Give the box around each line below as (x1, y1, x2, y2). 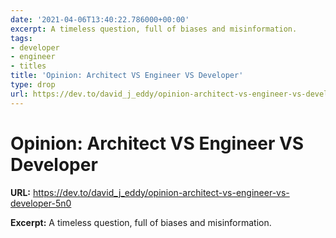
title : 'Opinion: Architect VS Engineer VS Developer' (10, 71, 244, 81)
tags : (10, 33, 33, 43)
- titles (10, 61, 47, 71)
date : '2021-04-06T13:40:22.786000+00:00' (10, 14, 190, 25)
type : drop (10, 80, 56, 90)
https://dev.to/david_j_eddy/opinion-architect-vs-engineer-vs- (32, 186, 290, 198)
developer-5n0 (10, 197, 72, 209)
